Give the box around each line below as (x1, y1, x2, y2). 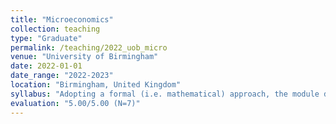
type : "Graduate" (10, 33, 83, 43)
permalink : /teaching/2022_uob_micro (10, 42, 168, 53)
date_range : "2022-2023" (10, 71, 114, 81)
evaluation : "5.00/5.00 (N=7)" (10, 98, 141, 108)
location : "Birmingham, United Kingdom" (10, 80, 182, 90)
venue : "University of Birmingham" (10, 52, 159, 62)
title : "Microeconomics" (10, 14, 114, 25)
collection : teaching (10, 24, 101, 34)
